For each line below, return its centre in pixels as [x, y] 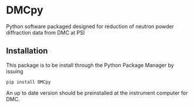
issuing [15, 71]
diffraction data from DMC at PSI [45, 32]
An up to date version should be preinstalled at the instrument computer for [97, 93]
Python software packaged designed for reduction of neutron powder [90, 26]
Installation [27, 51]
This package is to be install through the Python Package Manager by [90, 65]
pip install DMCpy [28, 82]
